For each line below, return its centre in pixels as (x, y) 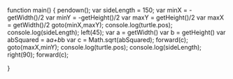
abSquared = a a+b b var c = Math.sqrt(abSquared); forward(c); (98, 40)
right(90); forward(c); (38, 55)
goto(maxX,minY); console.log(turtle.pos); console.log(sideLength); (104, 47)
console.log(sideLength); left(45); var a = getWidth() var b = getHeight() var (116, 32)
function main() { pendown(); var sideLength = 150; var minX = (97, 10)
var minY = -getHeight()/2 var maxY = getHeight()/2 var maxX (134, 17)
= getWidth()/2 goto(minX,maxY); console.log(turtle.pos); (90, 25)
